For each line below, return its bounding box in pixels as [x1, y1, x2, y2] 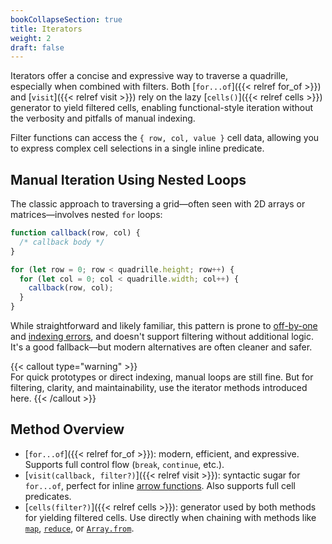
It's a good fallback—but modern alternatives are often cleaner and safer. [10, 341, 313, 353]
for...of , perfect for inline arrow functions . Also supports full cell [24, 479, 296, 491]
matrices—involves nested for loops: [10, 209, 163, 221]
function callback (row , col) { [10, 228, 141, 238]
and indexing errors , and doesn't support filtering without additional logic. [10, 331, 314, 343]
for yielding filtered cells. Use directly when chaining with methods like [24, 511, 317, 523]
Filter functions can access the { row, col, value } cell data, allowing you [10, 132, 320, 144]
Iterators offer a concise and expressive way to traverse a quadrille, [10, 70, 288, 82]
